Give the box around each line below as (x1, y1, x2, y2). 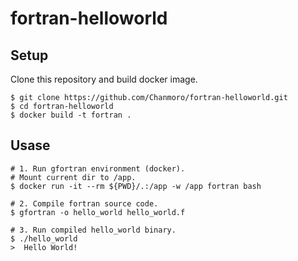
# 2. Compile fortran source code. (10, 198, 159, 209)
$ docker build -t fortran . (10, 110, 132, 120)
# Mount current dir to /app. (10, 172, 137, 182)
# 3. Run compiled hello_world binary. (10, 225, 177, 235)
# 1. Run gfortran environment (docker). (10, 163, 186, 174)
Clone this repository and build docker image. (10, 73, 198, 85)
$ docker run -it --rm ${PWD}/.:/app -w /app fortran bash (10, 181, 262, 191)
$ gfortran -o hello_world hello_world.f (10, 207, 186, 217)
